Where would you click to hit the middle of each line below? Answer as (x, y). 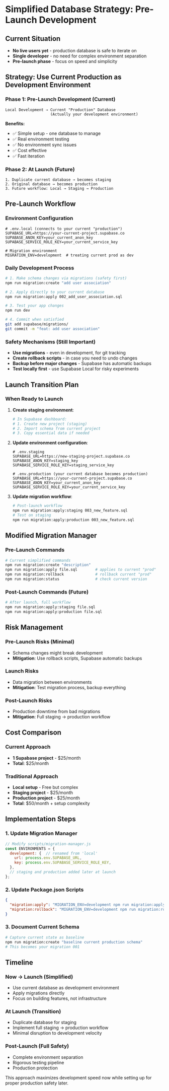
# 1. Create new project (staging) (50, 424)
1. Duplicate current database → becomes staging (58, 180)
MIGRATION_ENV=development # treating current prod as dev (70, 255)
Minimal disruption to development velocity (57, 1033)
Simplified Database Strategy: (69, 9)
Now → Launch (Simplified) (39, 977)
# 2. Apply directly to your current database (55, 292)
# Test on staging (32, 515)
